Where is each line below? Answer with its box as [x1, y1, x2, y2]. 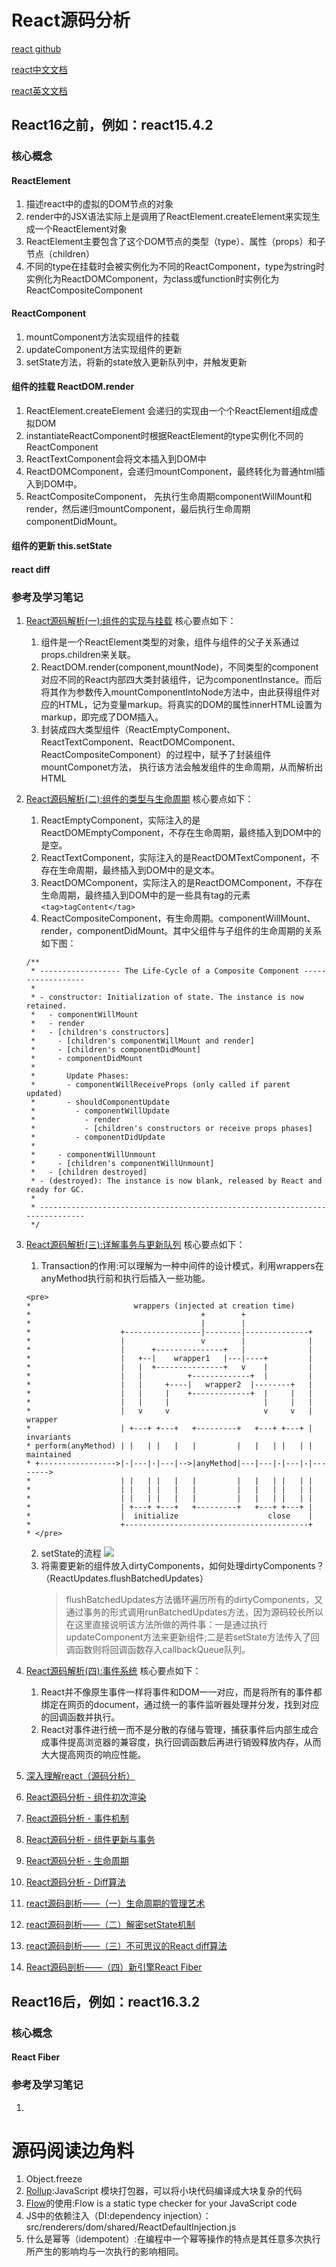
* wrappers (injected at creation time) [25, 1301, 296, 1311]
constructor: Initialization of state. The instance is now [48, 992, 304, 1003]
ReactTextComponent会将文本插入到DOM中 [25, 452, 207, 465]
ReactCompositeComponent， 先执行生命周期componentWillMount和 [25, 490, 313, 502]
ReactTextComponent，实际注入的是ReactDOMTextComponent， [40, 852, 311, 864]
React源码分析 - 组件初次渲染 [25, 1791, 147, 1803]
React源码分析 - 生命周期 [25, 1855, 129, 1867]
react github [11, 42, 62, 55]
